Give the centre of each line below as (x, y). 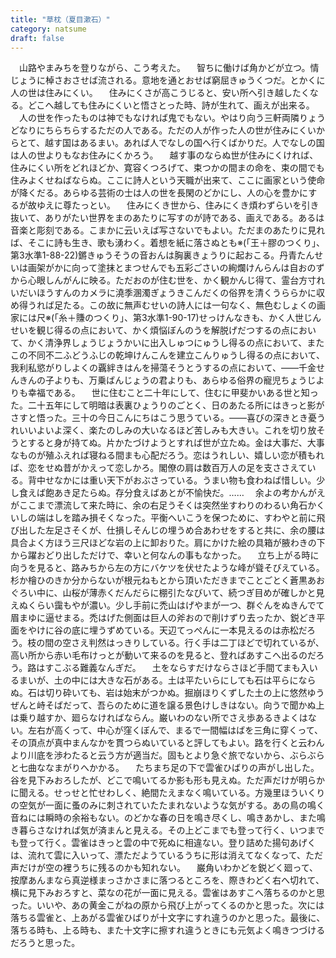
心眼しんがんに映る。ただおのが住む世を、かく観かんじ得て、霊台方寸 (172, 280)
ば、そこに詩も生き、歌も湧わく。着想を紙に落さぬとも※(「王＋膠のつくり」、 (168, 243)
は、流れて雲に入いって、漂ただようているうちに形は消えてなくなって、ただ (167, 855)
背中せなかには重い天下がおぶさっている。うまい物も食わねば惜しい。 (172, 480)
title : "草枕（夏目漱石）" (60, 19)
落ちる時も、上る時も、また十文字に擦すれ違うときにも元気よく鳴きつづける (168, 930)
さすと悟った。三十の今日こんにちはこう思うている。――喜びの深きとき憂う (168, 418)
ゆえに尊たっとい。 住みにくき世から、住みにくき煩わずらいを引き (178, 205)
